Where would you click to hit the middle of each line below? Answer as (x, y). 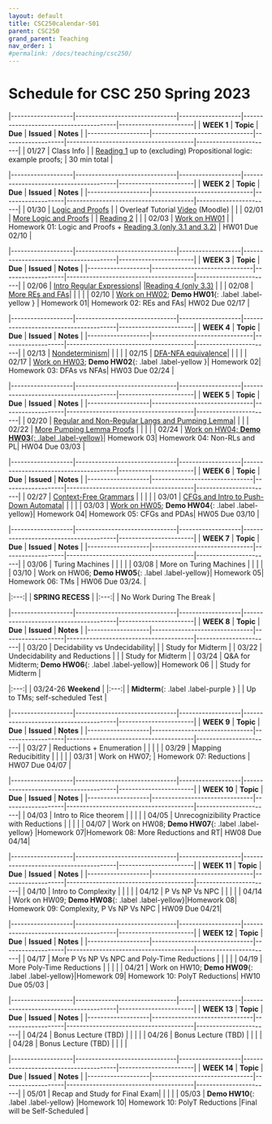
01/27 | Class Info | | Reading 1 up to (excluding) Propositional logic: (140, 150)
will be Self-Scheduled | (48, 1111)
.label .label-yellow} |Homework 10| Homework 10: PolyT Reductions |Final (133, 1102)
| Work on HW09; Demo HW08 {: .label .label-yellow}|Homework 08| (123, 900)
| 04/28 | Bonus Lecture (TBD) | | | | (68, 1043)
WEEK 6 (216, 471)
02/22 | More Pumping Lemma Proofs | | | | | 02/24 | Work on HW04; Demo (135, 429)
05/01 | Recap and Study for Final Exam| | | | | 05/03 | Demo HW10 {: (141, 1093)
